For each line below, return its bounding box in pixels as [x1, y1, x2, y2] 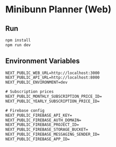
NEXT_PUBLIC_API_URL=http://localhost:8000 [5, 75, 100, 80]
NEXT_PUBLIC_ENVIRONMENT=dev [5, 80, 68, 85]
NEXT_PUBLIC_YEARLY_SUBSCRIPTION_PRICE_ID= [5, 99, 100, 104]
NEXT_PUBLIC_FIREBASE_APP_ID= [5, 137, 70, 142]
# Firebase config [5, 108, 45, 113]
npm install [5, 38, 31, 43]
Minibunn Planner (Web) [5, 4, 111, 15]
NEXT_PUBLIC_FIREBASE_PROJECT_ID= [5, 122, 80, 127]
